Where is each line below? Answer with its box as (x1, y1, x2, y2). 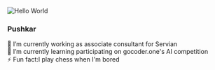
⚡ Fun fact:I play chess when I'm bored (7, 55, 120, 64)
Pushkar (7, 24, 36, 34)
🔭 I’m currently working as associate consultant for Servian (7, 40, 178, 48)
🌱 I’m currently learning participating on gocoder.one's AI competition (7, 48, 209, 56)
